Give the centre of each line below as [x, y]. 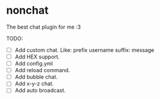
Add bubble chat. [36, 77]
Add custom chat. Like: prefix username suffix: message [84, 50]
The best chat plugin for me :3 [43, 27]
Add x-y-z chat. [34, 83]
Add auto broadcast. [40, 91]
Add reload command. [42, 70]
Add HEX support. [37, 57]
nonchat [28, 10]
